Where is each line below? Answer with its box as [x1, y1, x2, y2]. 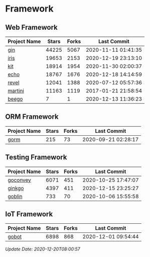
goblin [8, 193, 23, 200]
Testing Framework [5, 153, 67, 161]
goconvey [8, 177, 32, 184]
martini [8, 88, 24, 94]
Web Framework [5, 23, 58, 32]
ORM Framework [5, 113, 59, 121]
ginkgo [8, 185, 24, 192]
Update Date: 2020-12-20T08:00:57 [5, 246, 80, 252]
